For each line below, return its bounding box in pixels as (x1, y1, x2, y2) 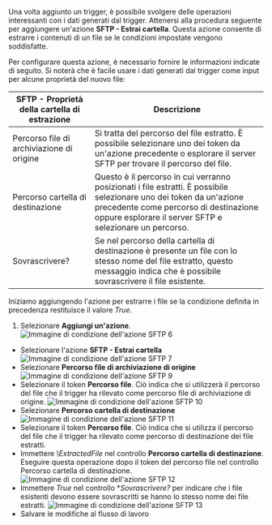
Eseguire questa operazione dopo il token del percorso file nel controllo (19, 458, 259, 467)
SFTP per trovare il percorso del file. (94, 158, 232, 169)
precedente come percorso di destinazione (94, 202, 259, 213)
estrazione (28, 114, 71, 125)
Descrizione (153, 104, 201, 114)
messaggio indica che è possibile (94, 265, 221, 277)
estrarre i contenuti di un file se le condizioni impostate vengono (8, 32, 223, 42)
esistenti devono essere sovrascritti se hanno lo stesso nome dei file (19, 492, 249, 501)
